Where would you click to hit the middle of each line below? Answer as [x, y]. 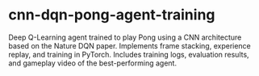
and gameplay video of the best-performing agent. [93, 63]
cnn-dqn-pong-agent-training [112, 15]
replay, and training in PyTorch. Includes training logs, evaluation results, [129, 54]
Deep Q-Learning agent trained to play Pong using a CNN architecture [125, 37]
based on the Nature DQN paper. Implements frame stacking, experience [130, 45]
